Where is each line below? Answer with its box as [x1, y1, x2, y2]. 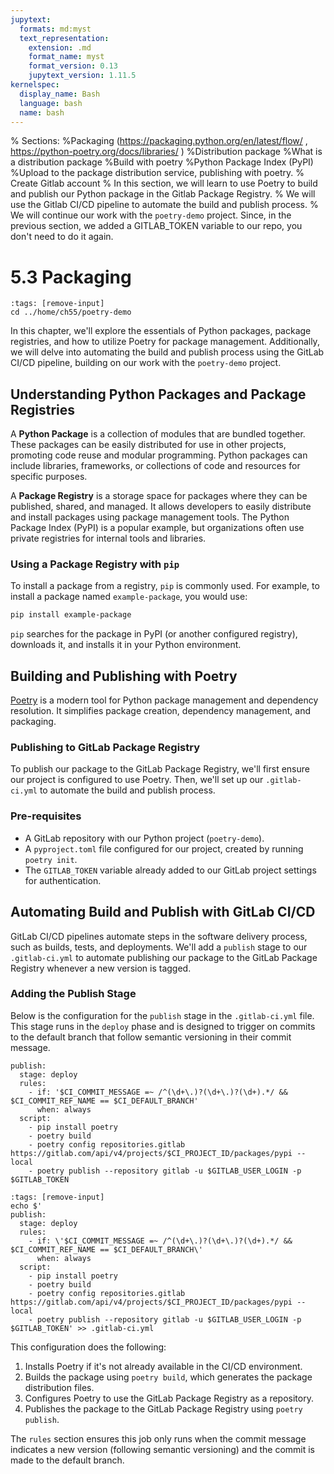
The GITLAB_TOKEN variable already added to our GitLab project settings [24, 864, 317, 876]
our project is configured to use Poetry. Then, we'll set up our [10, 774, 264, 786]
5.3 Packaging [10, 266, 132, 288]
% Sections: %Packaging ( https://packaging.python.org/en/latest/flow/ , [10, 135, 308, 147]
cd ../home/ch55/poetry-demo [10, 307, 132, 318]
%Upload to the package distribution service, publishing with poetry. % [10, 167, 305, 179]
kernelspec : [10, 80, 60, 90]
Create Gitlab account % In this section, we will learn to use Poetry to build [10, 177, 318, 190]
